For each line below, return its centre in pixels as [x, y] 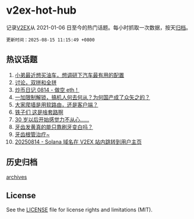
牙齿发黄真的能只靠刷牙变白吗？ [54, 127]
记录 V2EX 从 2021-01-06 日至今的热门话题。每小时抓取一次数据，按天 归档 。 [99, 27]
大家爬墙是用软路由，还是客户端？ [56, 104]
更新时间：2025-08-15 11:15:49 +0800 [50, 40]
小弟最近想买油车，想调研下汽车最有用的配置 [69, 75]
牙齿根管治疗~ [32, 134]
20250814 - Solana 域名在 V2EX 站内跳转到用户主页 [78, 142]
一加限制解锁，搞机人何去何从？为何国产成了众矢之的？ [82, 97]
